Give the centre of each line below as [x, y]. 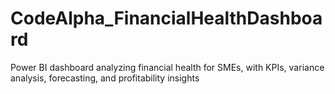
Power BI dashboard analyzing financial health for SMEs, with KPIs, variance [167, 67]
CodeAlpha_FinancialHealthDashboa [166, 18]
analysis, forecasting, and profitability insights [105, 78]
